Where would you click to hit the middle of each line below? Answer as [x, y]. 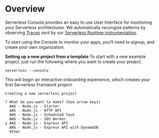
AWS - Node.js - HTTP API [36, 110]
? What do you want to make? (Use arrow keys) [53, 102]
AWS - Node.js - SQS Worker [38, 119]
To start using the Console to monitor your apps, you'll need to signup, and [80, 42]
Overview [25, 9]
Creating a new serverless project [41, 93]
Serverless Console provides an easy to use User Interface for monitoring [79, 22]
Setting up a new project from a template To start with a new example [76, 56]
